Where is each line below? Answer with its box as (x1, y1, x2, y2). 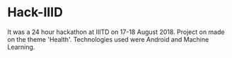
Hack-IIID (7, 4, 64, 21)
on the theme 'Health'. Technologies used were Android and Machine (7, 35, 209, 43)
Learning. (7, 42, 35, 51)
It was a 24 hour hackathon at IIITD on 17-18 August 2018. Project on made (7, 28, 225, 36)
